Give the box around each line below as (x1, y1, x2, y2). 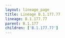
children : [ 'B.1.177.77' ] (5, 26, 58, 31)
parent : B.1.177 (5, 21, 38, 26)
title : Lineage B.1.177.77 (5, 12, 61, 17)
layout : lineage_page (5, 7, 50, 12)
